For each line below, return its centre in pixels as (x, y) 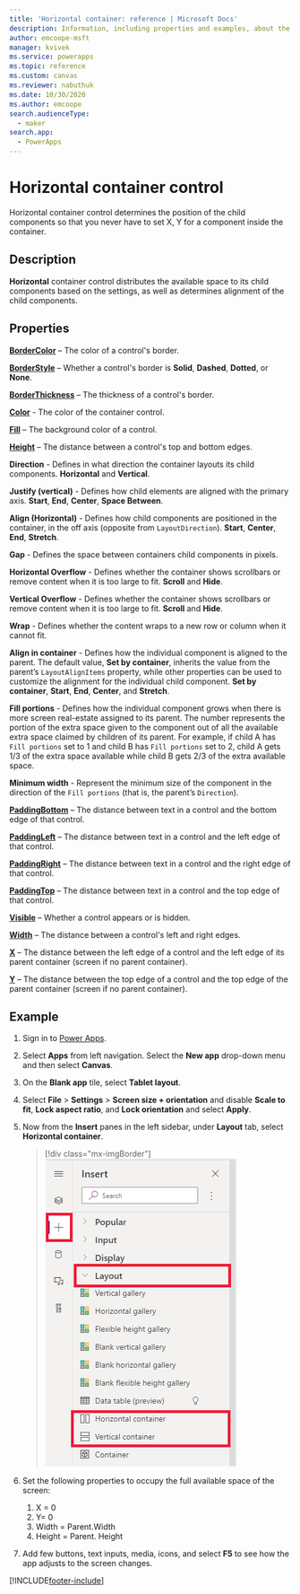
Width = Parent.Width (76, 1527)
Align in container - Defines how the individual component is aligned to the (149, 652)
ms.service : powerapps (51, 57)
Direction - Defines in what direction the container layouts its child (132, 464)
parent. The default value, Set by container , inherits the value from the (140, 662)
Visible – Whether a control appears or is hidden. (100, 917)
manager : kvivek (39, 48)
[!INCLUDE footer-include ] (57, 1581)
